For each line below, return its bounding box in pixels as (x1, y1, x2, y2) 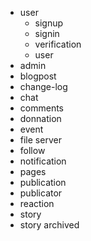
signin (34, 28, 60, 39)
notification (19, 155, 67, 167)
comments (19, 102, 64, 114)
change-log (19, 81, 68, 92)
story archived (19, 219, 80, 231)
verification (34, 38, 82, 50)
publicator (19, 187, 63, 199)
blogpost (19, 70, 57, 82)
